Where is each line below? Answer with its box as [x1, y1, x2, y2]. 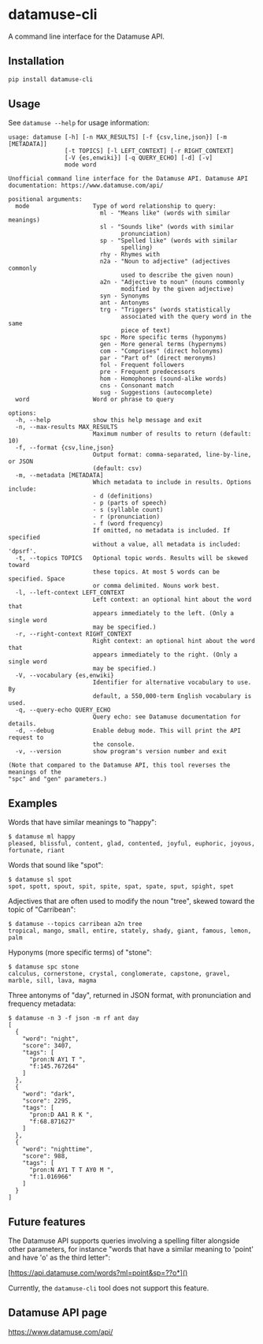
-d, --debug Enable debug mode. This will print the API [15, 727, 242, 735]
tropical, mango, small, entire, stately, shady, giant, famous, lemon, [8, 927, 252, 935]
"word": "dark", [22, 1090, 76, 1098]
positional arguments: [8, 196, 83, 203]
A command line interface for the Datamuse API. [8, 32, 165, 41]
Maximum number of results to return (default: [92, 430, 252, 439]
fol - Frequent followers [99, 361, 185, 369]
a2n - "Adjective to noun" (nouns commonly [99, 278, 245, 286]
